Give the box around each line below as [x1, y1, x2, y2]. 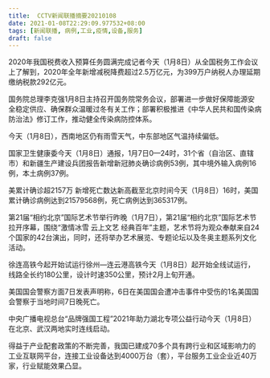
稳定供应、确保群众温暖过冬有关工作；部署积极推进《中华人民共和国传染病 [14, 104, 262, 114]
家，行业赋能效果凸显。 [8, 361, 86, 371]
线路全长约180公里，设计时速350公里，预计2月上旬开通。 [8, 270, 199, 279]
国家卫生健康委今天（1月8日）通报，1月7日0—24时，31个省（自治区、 [8, 148, 240, 158]
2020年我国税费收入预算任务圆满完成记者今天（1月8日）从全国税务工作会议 [8, 57, 259, 67]
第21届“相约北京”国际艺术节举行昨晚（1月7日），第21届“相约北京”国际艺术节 [8, 213, 257, 222]
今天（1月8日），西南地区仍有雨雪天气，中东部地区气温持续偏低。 [8, 132, 223, 141]
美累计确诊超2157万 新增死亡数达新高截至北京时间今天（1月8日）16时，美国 [8, 185, 259, 195]
